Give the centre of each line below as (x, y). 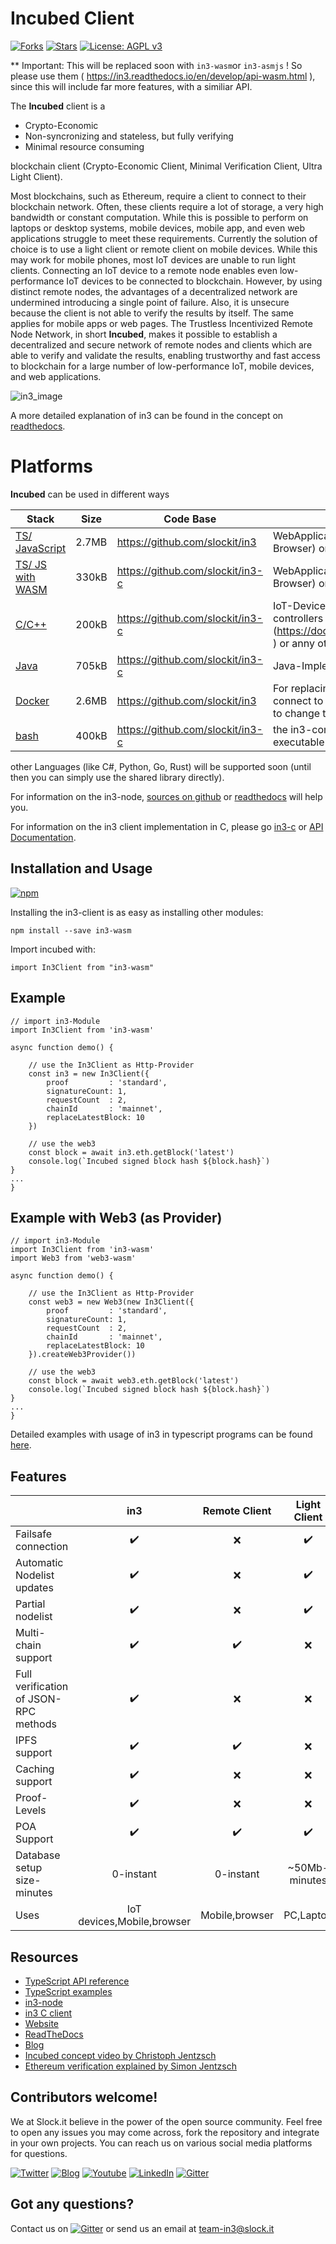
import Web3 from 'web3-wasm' (73, 1258)
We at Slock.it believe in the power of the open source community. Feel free (166, 2121)
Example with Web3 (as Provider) (116, 1217)
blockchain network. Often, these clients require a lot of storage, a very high (167, 206)
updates (34, 1588)
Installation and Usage (81, 868)
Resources (44, 1957)
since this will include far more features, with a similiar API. (131, 86)
